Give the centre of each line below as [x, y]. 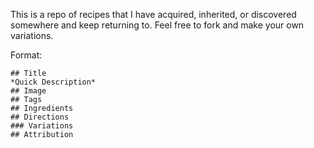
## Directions [40, 117]
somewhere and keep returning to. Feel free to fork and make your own [157, 25]
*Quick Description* [53, 82]
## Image [28, 91]
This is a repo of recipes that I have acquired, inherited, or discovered [153, 14]
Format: [26, 55]
